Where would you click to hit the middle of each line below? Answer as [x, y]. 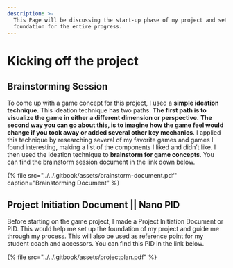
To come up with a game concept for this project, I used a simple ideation [113, 103]
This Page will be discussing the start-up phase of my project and [114, 20]
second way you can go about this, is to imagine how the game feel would [115, 125]
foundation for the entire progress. [68, 26]
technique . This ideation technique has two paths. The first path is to [107, 110]
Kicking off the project [73, 61]
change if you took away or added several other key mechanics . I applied [114, 133]
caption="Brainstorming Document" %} [63, 183]
